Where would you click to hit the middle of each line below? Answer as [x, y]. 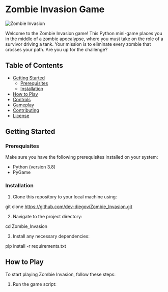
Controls [22, 99]
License [21, 115]
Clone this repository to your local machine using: [65, 196]
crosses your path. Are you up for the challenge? [57, 49]
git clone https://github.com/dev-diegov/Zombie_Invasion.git [69, 207]
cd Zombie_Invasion [26, 226]
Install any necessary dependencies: [51, 236]
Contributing [26, 110]
